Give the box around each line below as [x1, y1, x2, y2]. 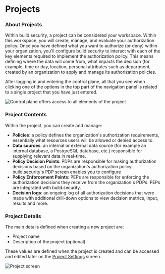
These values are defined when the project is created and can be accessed [5, 248, 160, 254]
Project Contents [5, 111, 47, 118]
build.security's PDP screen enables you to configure [12, 169, 121, 175]
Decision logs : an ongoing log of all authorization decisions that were [12, 189, 155, 196]
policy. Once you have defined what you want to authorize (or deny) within [5, 43, 158, 49]
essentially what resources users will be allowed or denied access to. [12, 137, 154, 143]
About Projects [5, 21, 42, 28]
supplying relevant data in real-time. [12, 153, 86, 159]
